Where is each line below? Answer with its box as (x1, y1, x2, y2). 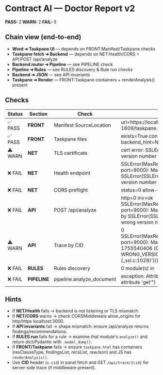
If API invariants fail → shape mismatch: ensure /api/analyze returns (12, 324, 149, 329)
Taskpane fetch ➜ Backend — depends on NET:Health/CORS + (12, 51, 140, 57)
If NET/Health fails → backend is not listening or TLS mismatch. (12, 308, 140, 314)
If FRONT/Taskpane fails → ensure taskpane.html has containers (12, 344, 142, 350)
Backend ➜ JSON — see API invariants (12, 71, 90, 78)
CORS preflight (53, 186, 88, 193)
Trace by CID (53, 242, 84, 248)
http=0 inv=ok (121, 195, 153, 201)
